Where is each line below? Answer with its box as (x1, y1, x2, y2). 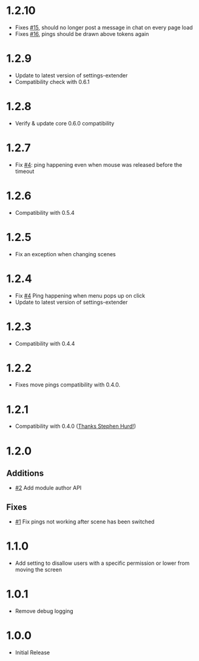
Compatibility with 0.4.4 (15, 340, 75, 347)
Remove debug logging (15, 607, 74, 615)
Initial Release (15, 649, 50, 656)
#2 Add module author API (15, 484, 82, 492)
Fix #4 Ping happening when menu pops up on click (15, 292, 146, 299)
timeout (15, 167, 35, 175)
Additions (6, 468, 44, 478)
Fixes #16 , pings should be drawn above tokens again (15, 30, 149, 37)
